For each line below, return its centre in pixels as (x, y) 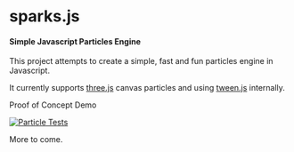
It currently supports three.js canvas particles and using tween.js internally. (147, 88)
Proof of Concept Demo (53, 105)
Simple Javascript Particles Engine (75, 41)
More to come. (36, 140)
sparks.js (45, 16)
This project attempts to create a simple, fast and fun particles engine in (141, 61)
